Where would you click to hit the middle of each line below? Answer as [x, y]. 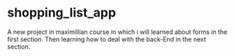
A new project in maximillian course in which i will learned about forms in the [117, 32]
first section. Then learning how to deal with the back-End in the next [107, 39]
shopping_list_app [62, 13]
